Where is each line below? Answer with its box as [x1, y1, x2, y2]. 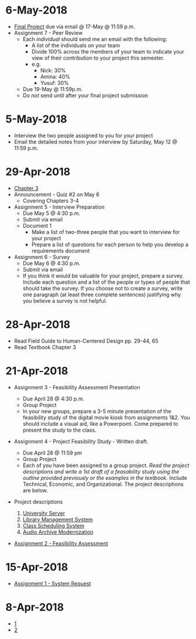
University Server [22, 509, 65, 517]
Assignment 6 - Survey [13, 253, 70, 260]
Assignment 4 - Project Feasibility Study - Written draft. [13, 438, 148, 445]
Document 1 [22, 222, 52, 229]
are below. [22, 486, 48, 494]
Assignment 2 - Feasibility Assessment [13, 539, 109, 547]
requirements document [31, 247, 90, 254]
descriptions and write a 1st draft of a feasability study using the [22, 468, 180, 475]
